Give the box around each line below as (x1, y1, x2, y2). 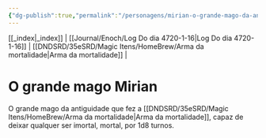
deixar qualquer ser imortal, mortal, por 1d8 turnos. (8, 120, 174, 130)
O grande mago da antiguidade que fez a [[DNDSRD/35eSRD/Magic (8, 103, 230, 113)
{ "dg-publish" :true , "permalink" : (8, 11, 119, 20)
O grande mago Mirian (8, 77, 158, 95)
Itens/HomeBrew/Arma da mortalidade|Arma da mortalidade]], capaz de (8, 112, 244, 121)
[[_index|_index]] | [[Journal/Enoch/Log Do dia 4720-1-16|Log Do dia (8, 33, 233, 43)
